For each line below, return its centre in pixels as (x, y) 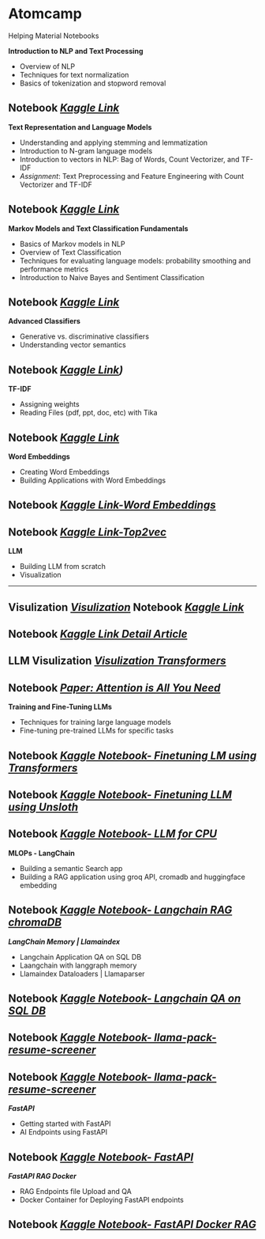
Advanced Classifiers (45, 321)
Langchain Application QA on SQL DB (80, 957)
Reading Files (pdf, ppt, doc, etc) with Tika (88, 413)
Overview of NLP (47, 66)
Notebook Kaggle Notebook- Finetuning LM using (132, 755)
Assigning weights (50, 404)
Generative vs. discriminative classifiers (84, 336)
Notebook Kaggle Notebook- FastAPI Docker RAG (132, 1224)
